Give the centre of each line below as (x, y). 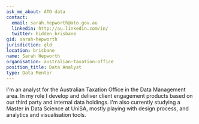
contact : (17, 17)
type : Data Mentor (29, 73)
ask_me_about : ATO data (36, 12)
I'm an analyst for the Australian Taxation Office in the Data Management (96, 89)
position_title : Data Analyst (44, 67)
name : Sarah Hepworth (33, 56)
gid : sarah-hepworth (32, 39)
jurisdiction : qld (29, 45)
